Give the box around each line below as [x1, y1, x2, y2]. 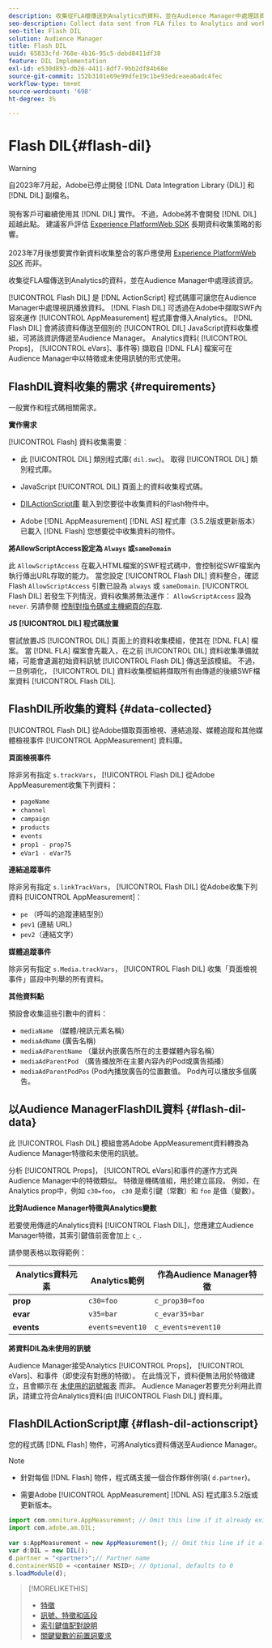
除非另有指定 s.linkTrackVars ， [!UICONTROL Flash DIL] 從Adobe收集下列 [8, 881, 257, 892]
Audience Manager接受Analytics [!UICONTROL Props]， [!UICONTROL [8, 1360, 244, 1370]
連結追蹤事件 [8, 864, 51, 874]
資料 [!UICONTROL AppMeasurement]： [8, 892, 143, 901]
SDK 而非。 [8, 259, 47, 268]
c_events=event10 [154, 1322, 221, 1332]
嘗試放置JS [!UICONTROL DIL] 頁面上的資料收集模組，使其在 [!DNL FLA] [8, 636, 249, 645]
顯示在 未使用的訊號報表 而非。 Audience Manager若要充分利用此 [36, 1380, 255, 1390]
